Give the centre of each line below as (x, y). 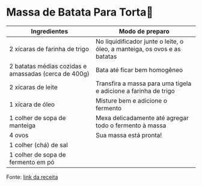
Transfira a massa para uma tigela (143, 83)
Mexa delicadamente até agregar (142, 118)
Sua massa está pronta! (129, 135)
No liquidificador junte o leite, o (139, 41)
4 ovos (19, 135)
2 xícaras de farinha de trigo (49, 49)
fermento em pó (32, 162)
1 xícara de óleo (32, 104)
